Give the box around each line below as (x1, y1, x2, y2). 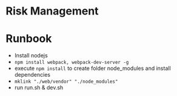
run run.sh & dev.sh (14, 84, 64, 91)
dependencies (14, 71, 51, 78)
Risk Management (5, 4, 99, 18)
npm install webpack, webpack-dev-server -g (14, 59, 129, 66)
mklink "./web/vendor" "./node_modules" (14, 78, 118, 85)
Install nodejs (14, 52, 48, 59)
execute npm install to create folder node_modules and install (14, 65, 171, 72)
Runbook (5, 32, 52, 46)
